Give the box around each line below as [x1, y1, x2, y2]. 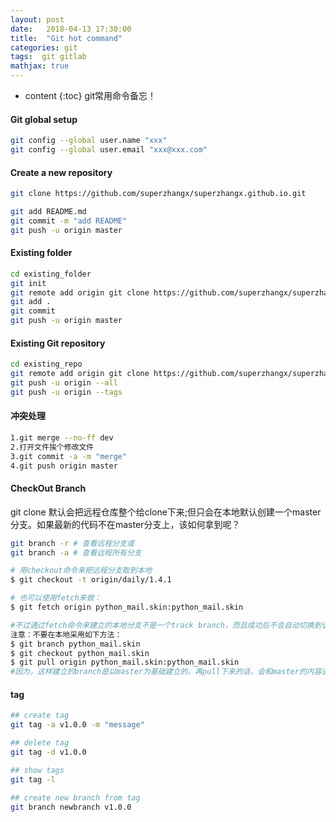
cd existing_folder [10, 269, 92, 279]
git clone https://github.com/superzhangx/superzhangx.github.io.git [10, 189, 307, 199]
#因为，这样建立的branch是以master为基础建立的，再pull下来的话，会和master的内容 [10, 667, 322, 677]
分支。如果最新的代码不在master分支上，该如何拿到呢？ [10, 518, 241, 530]
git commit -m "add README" [10, 216, 128, 226]
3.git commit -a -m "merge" [10, 451, 128, 461]
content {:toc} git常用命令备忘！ [24, 90, 157, 101]
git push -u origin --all [10, 378, 118, 388]
